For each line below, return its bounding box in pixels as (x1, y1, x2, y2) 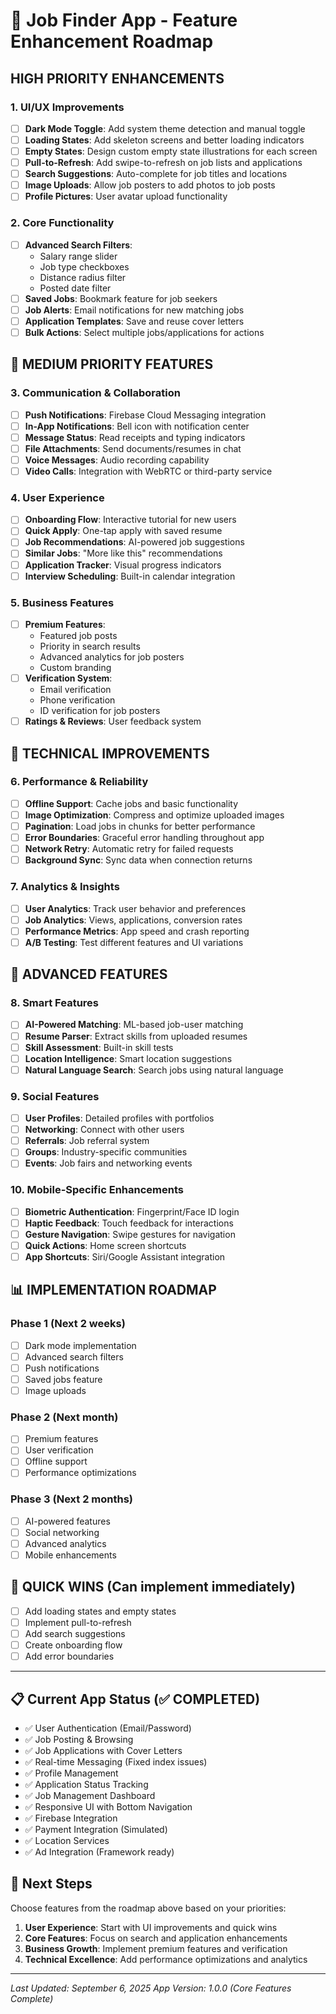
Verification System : (24, 672, 113, 684)
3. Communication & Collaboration (10, 386, 181, 400)
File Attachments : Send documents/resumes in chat (24, 442, 242, 454)
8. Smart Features (10, 996, 100, 1010)
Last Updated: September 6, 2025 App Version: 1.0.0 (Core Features (10, 1982, 292, 1994)
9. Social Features (10, 1089, 100, 1103)
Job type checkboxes (39, 260, 130, 273)
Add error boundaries (24, 1650, 115, 1663)
